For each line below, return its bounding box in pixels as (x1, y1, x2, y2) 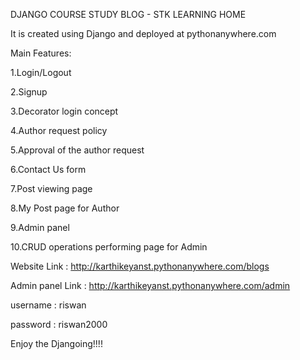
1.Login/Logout (10, 67, 72, 78)
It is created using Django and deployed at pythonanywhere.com (10, 28, 277, 39)
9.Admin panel (10, 222, 70, 233)
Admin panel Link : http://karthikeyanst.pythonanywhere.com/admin (10, 280, 291, 291)
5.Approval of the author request (10, 144, 145, 156)
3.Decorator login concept (10, 105, 119, 117)
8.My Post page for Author (10, 202, 120, 214)
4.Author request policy (10, 125, 108, 136)
